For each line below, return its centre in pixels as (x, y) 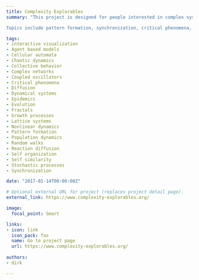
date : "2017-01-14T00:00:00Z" (44, 181)
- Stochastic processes (36, 165)
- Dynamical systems (32, 94)
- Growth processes (30, 115)
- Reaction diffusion (33, 149)
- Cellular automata (32, 55)
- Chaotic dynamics (30, 60)
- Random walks (25, 143)
